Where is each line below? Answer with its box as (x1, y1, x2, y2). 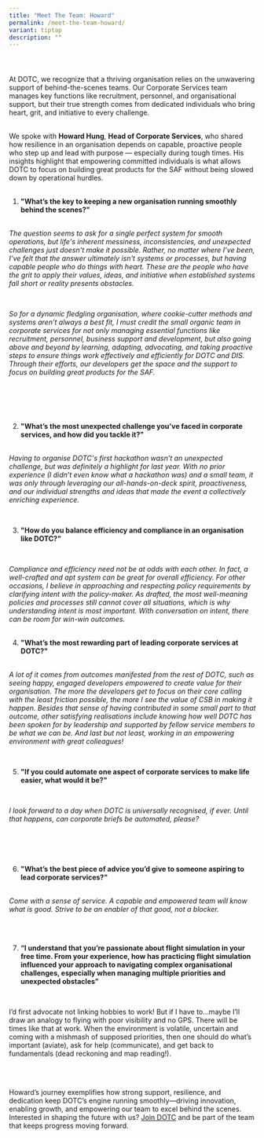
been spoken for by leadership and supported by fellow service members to (9, 720, 255, 730)
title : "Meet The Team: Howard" (9, 11, 115, 20)
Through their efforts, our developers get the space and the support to (9, 359, 238, 369)
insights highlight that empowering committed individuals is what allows (9, 156, 241, 166)
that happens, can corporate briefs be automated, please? (9, 814, 200, 824)
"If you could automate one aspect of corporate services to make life (20, 767, 250, 777)
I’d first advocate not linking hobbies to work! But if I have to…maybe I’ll (9, 1007, 240, 1017)
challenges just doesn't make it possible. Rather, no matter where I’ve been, (9, 245, 255, 255)
